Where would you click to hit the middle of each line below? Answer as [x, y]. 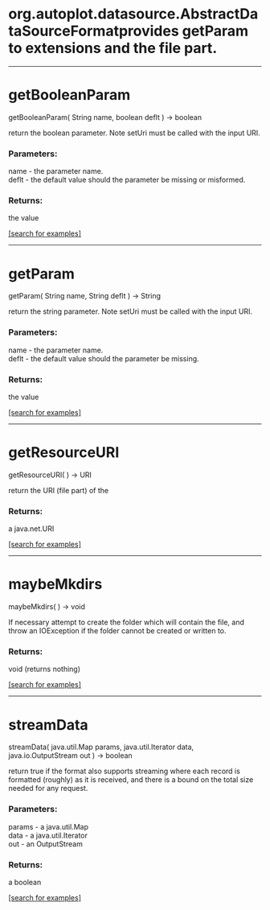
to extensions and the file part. [113, 48]
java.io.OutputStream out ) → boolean [70, 756]
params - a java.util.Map [48, 826]
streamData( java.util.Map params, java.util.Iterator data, [101, 747]
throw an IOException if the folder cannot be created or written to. [117, 631]
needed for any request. [48, 789]
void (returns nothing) [45, 669]
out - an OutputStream [45, 844]
